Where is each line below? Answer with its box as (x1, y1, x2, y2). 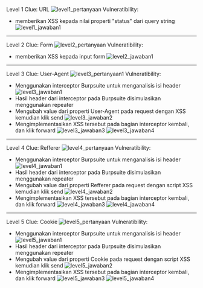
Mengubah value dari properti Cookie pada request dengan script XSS (14, 255, 190, 263)
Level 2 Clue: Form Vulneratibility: (6, 41, 143, 48)
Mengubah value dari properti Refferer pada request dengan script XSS (14, 182, 193, 188)
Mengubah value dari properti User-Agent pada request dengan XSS (14, 107, 186, 115)
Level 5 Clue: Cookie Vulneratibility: (6, 218, 148, 225)
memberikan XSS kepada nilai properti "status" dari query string (14, 18, 175, 24)
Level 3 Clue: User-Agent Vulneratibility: (6, 70, 161, 77)
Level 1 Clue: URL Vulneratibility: (6, 6, 139, 13)
